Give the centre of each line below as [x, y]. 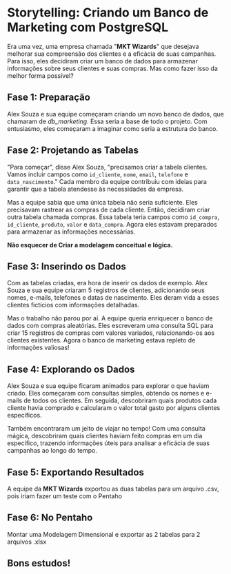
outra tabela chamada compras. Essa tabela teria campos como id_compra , [113, 217]
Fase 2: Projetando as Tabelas [73, 151]
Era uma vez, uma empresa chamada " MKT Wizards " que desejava [103, 46]
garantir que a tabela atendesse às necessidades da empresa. [96, 189]
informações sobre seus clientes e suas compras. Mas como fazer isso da [113, 68]
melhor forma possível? [40, 75]
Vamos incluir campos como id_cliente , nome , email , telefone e [98, 174]
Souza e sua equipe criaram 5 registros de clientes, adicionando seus [106, 290]
